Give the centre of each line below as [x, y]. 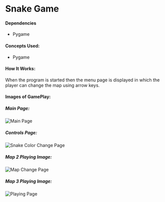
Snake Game [32, 9]
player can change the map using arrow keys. [52, 85]
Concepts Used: [23, 45]
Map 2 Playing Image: [29, 157]
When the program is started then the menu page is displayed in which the [82, 80]
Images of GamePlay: [28, 97]
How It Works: [20, 69]
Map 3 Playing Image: [29, 181]
